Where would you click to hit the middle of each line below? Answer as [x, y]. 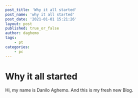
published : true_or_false [32, 28]
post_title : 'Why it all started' [41, 10]
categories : [17, 47]
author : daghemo [22, 33]
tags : [11, 38]
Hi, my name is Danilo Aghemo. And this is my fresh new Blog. [69, 90]
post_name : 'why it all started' [40, 14]
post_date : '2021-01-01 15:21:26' [41, 19]
